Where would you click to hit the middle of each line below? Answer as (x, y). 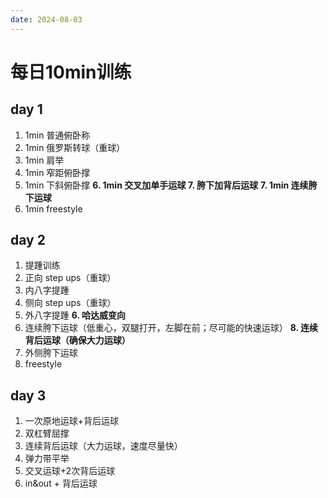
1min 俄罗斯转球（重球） (75, 147)
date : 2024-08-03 (46, 19)
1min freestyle (53, 208)
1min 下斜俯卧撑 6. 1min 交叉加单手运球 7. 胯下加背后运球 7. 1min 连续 (166, 185)
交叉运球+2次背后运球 (70, 471)
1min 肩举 (44, 160)
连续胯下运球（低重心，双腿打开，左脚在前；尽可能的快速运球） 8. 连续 (171, 328)
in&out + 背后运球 (61, 483)
